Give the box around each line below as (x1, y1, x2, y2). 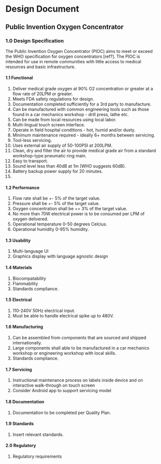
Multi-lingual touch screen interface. (12, 122, 85, 128)
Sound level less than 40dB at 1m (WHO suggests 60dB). (12, 163, 126, 169)
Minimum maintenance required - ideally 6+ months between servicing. (12, 132, 155, 138)
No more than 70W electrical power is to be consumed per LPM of (12, 211, 145, 217)
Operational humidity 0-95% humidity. (12, 226, 89, 232)
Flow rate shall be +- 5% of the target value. (12, 195, 101, 201)
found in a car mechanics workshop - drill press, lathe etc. (12, 112, 129, 118)
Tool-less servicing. (12, 137, 52, 143)
